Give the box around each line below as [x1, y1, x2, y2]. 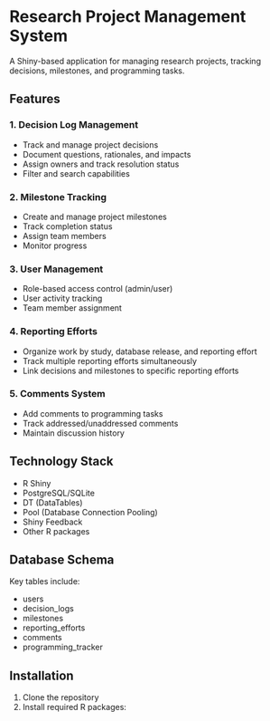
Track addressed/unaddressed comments [22, 418, 179, 428]
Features [9, 91, 61, 107]
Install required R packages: [22, 702, 126, 713]
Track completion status [22, 220, 113, 232]
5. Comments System [9, 388, 106, 400]
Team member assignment [22, 303, 122, 313]
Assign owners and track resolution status [22, 159, 180, 169]
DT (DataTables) [22, 496, 83, 508]
